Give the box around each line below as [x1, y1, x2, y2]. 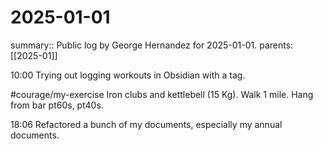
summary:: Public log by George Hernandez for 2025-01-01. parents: [10, 39, 294, 51]
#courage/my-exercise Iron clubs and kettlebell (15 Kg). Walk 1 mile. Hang [10, 88, 314, 100]
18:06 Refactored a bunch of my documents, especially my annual [10, 118, 283, 130]
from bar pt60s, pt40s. [10, 99, 104, 111]
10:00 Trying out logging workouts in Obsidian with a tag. [10, 69, 246, 81]
